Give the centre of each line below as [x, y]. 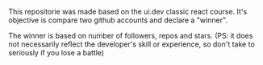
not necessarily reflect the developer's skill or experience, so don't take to [132, 44]
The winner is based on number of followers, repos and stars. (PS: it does [131, 36]
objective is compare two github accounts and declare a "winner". [118, 20]
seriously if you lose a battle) [56, 53]
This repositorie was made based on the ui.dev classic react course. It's [128, 12]
